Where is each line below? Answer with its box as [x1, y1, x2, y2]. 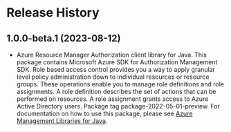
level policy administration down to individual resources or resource [16, 73, 210, 81]
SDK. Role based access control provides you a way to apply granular [16, 66, 216, 73]
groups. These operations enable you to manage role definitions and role [16, 80, 224, 88]
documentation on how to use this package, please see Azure [16, 109, 193, 117]
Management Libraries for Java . [16, 117, 108, 125]
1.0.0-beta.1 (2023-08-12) [6, 32, 122, 44]
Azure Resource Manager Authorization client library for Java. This [16, 50, 207, 59]
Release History [6, 5, 100, 21]
